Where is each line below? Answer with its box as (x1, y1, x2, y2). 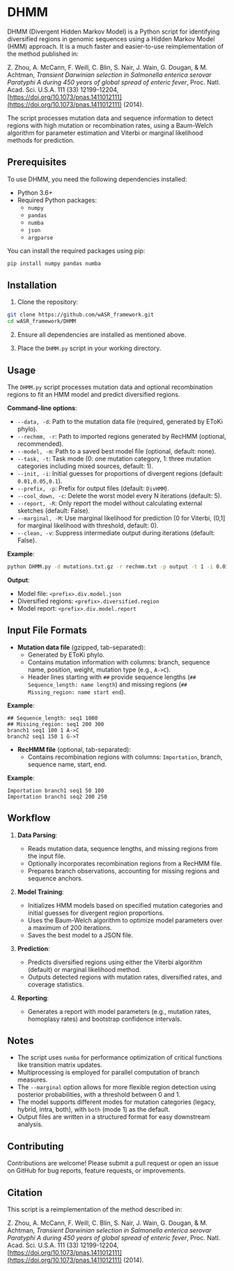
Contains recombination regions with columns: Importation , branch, (27, 753, 223, 761)
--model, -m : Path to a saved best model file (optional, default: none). (17, 447, 217, 455)
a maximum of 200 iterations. (27, 923, 113, 931)
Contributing (7, 1140, 64, 1152)
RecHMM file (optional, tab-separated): (17, 745, 131, 753)
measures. (17, 1075, 48, 1084)
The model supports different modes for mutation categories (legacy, (17, 1098, 216, 1106)
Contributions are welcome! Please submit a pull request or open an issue (7, 1159, 219, 1168)
